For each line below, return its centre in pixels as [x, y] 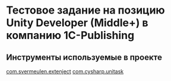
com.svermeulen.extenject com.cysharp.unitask [65, 71]
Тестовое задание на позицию [85, 10]
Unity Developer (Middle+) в [77, 23]
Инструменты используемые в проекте [84, 57]
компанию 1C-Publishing [70, 35]
